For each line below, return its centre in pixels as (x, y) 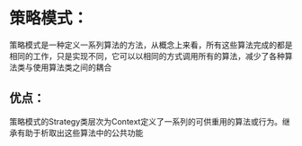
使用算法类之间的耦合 (72, 67)
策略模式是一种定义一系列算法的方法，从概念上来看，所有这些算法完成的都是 (151, 45)
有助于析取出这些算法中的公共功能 (80, 133)
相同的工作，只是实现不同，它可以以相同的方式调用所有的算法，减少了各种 (147, 56)
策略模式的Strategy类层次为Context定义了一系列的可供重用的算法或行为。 (146, 121)
